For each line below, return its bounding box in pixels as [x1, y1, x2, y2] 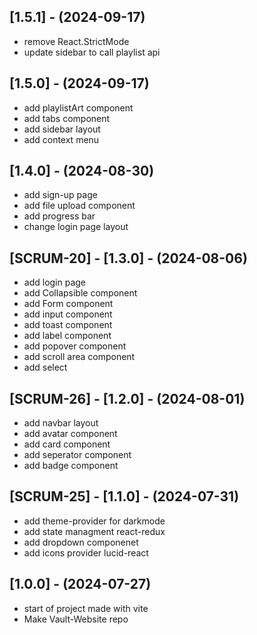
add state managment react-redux [23, 525, 166, 537]
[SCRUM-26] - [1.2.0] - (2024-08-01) [9, 390, 246, 407]
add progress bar [23, 210, 96, 222]
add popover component [23, 340, 127, 352]
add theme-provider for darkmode [23, 515, 166, 527]
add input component [23, 308, 113, 320]
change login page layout [23, 221, 129, 233]
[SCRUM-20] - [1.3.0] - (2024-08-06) [9, 250, 248, 267]
